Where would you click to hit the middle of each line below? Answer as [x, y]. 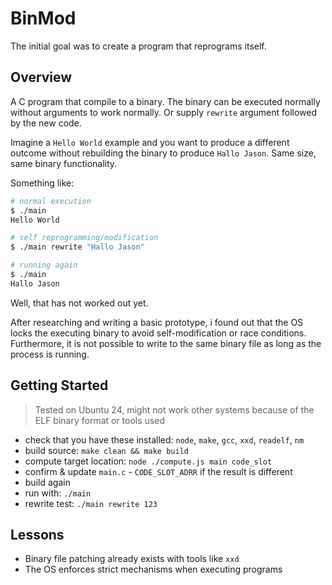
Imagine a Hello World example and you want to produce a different [150, 142]
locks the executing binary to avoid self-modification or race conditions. [158, 333]
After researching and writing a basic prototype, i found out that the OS [157, 322]
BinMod [43, 18]
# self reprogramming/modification [84, 238]
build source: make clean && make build [106, 450]
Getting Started [59, 385]
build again [47, 482]
